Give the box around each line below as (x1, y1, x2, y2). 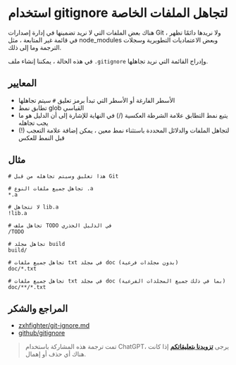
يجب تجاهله (18, 118, 49, 127)
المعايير (8, 78, 37, 89)
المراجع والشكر (8, 302, 68, 314)
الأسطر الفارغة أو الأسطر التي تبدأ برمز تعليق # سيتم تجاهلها (18, 96, 175, 104)
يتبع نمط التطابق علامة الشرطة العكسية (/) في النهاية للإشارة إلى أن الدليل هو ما (18, 111, 228, 119)
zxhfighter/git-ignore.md (18, 321, 90, 330)
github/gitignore (18, 329, 66, 338)
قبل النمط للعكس (18, 133, 66, 142)
